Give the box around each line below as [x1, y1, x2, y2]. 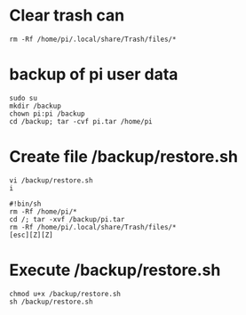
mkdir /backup [9, 101, 62, 110]
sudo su [9, 93, 38, 102]
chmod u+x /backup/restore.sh [9, 289, 122, 298]
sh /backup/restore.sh [9, 297, 93, 306]
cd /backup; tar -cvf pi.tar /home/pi [9, 117, 153, 125]
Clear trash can [9, 5, 125, 26]
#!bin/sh [9, 199, 42, 208]
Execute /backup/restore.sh [9, 260, 221, 280]
